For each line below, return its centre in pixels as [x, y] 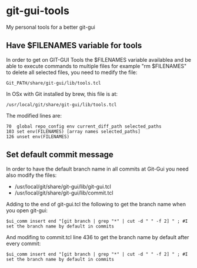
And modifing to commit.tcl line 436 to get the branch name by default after [98, 237]
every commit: [24, 243]
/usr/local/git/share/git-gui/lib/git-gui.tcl [63, 186]
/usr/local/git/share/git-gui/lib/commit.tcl [64, 193]
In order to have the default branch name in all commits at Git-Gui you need [97, 169]
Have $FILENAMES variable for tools [74, 46]
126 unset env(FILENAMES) [38, 136]
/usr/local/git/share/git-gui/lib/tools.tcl [61, 105]
